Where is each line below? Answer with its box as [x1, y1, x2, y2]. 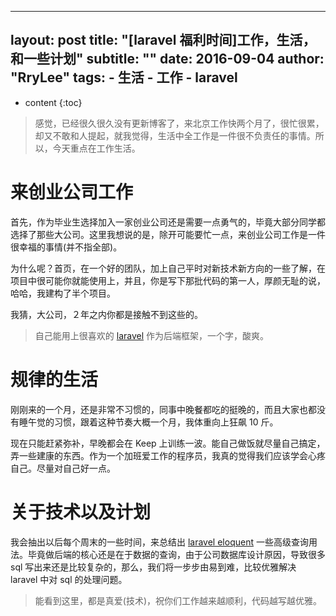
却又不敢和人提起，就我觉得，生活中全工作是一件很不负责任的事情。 [34, 129, 316, 141]
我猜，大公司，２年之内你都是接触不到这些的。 [10, 308, 203, 320]
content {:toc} [24, 96, 83, 108]
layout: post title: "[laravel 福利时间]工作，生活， [10, 32, 317, 49]
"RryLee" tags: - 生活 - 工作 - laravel [10, 69, 238, 86]
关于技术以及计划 [10, 501, 152, 523]
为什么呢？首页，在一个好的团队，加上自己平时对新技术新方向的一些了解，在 [10, 262, 326, 274]
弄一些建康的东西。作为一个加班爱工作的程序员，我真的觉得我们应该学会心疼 [10, 449, 326, 461]
